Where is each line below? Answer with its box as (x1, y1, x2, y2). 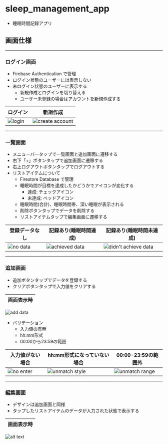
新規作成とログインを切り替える (19, 90, 86, 96)
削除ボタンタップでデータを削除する (19, 207, 95, 213)
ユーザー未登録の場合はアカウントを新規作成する (19, 96, 121, 102)
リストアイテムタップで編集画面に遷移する (19, 214, 107, 220)
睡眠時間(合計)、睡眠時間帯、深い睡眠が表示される (19, 201, 124, 207)
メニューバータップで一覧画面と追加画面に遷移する (12, 151, 118, 157)
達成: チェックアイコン (27, 189, 74, 195)
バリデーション (12, 319, 43, 326)
